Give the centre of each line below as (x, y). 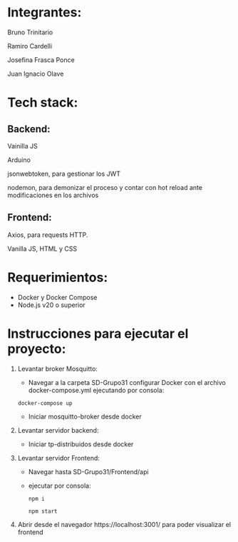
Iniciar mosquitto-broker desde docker (85, 416)
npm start (43, 511)
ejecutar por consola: (59, 486)
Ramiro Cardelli (30, 46)
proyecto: (37, 349)
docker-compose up (45, 403)
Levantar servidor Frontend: (58, 458)
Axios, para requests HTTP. (48, 235)
